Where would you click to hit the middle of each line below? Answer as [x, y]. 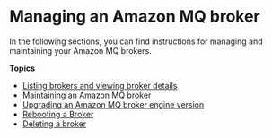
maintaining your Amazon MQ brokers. [81, 50]
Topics [22, 68]
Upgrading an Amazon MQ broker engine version [113, 104]
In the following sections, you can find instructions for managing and [136, 41]
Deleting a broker [54, 124]
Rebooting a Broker [58, 114]
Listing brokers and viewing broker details [100, 85]
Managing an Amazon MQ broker [135, 17]
